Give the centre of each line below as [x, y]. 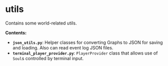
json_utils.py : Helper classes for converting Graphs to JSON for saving [88, 42]
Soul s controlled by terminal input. [48, 58]
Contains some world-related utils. [41, 23]
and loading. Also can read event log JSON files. [63, 47]
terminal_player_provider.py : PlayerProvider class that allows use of [85, 53]
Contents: [16, 32]
